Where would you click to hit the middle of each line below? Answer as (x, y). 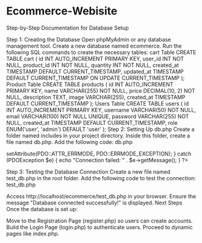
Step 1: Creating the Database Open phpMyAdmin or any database (89, 39)
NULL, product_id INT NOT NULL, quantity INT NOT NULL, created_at (93, 65)
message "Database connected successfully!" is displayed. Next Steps (94, 203)
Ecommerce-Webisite (62, 11)
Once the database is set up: (42, 209)
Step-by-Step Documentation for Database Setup (68, 28)
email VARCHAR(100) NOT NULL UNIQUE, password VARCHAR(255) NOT (98, 116)
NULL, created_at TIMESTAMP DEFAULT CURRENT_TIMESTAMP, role (92, 122)
